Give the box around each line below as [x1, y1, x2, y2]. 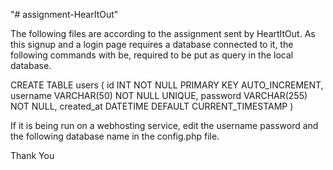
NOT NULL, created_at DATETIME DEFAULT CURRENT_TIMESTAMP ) [10, 100, 294, 112]
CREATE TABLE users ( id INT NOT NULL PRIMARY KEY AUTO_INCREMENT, [10, 79, 324, 91]
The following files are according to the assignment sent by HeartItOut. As [10, 28, 316, 39]
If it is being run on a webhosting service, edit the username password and [10, 120, 319, 131]
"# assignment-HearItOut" [10, 9, 119, 20]
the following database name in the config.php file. [10, 130, 220, 142]
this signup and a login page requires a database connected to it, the [10, 39, 294, 50]
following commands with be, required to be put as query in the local [10, 49, 294, 61]
